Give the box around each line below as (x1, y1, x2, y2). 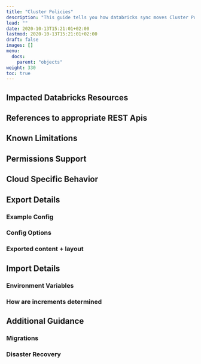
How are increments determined (6, 297, 102, 306)
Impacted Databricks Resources (6, 93, 129, 103)
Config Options (6, 229, 52, 237)
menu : (6, 48, 20, 54)
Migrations (6, 334, 39, 342)
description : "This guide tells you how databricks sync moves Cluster (6, 14, 188, 20)
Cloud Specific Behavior (6, 174, 99, 184)
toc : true (6, 70, 31, 76)
